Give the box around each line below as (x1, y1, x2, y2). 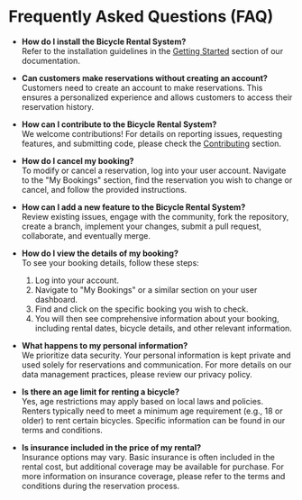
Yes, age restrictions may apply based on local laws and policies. (21, 395, 263, 406)
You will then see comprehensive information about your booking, (34, 313, 280, 323)
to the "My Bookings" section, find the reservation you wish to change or (21, 174, 293, 186)
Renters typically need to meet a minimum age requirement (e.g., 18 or (21, 405, 283, 416)
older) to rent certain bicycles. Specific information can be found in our (21, 414, 286, 425)
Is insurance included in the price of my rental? (21, 441, 202, 452)
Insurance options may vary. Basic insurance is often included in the (21, 451, 276, 462)
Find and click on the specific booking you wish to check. (34, 304, 249, 314)
